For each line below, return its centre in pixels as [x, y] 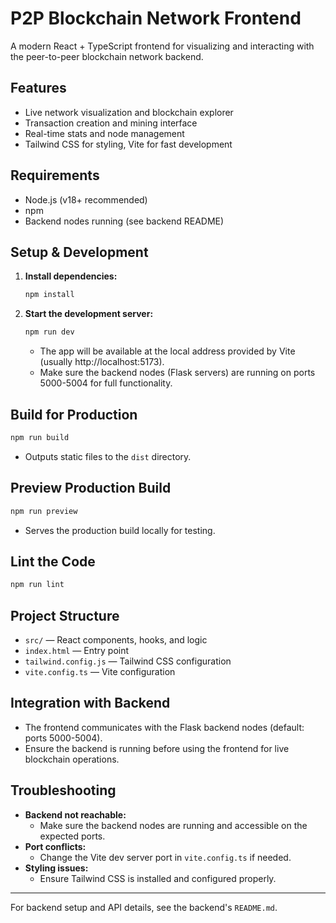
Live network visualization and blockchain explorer [129, 112]
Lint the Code [53, 561]
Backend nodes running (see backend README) [124, 221]
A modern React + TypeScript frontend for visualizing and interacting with [162, 46]
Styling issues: [56, 868]
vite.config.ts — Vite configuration [100, 671]
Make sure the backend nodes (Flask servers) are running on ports [177, 373]
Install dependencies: [71, 276]
